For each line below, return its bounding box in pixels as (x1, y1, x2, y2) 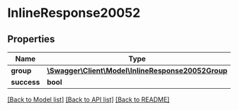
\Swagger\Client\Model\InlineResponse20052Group (47, 66, 228, 75)
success (11, 78, 40, 87)
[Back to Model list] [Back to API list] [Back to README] (7, 95, 170, 104)
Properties (7, 33, 55, 45)
